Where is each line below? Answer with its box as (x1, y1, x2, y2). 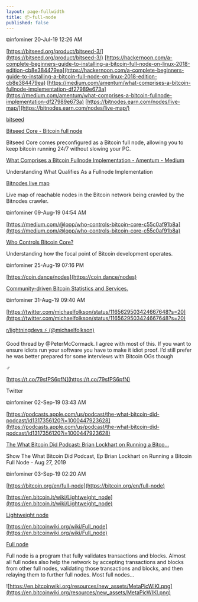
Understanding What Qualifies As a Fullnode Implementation (6, 168, 153, 176)
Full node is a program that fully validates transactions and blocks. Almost (6, 552, 186, 559)
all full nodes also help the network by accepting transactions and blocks (6, 559, 184, 566)
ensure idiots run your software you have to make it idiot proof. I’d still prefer (6, 346, 192, 353)
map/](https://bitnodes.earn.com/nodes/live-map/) (6, 104, 130, 112)
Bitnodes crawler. (6, 198, 49, 205)
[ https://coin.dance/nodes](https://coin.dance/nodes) (6, 273, 137, 281)
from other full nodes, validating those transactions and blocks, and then (6, 565, 183, 572)
